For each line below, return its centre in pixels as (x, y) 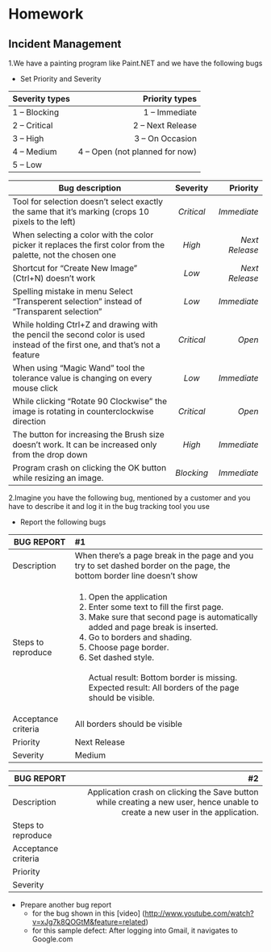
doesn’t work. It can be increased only (85, 445)
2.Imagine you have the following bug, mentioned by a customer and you (129, 498)
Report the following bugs (63, 522)
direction (29, 422)
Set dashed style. (121, 657)
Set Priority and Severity (60, 79)
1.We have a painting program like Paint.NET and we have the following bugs (135, 63)
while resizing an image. (58, 478)
